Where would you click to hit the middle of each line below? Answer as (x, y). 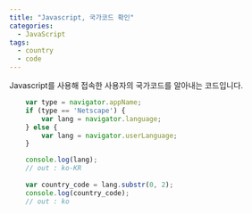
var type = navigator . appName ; (84, 103)
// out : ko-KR (54, 169)
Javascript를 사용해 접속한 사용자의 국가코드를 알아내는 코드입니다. (126, 85)
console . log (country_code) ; (77, 193)
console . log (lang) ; (62, 160)
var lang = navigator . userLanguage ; (109, 136)
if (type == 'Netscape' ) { (76, 111)
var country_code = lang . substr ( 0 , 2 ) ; (100, 185)
